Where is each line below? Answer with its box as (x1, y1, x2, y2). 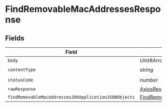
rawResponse (7, 86, 36, 92)
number (140, 76, 158, 83)
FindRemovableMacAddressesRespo (5, 3, 161, 15)
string (140, 66, 154, 73)
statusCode (7, 77, 33, 83)
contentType (7, 67, 36, 73)
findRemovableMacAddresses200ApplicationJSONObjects (7, 95, 135, 100)
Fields (5, 34, 25, 42)
